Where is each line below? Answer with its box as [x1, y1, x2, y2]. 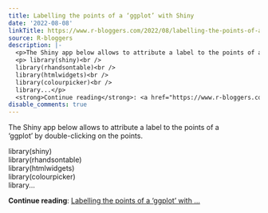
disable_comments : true [8, 101, 88, 108]
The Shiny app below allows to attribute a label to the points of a [8, 123, 219, 132]
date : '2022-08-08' [8, 19, 73, 27]
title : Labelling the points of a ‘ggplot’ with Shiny [8, 11, 195, 20]
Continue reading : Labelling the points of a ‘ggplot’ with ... [8, 196, 201, 206]
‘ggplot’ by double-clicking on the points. [8, 131, 144, 140]
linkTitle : [8, 26, 45, 34]
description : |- [8, 41, 62, 49]
